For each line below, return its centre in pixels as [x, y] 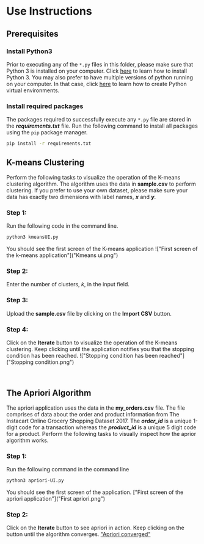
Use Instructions [49, 11]
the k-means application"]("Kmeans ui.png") [62, 255]
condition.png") [54, 362]
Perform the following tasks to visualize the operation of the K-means [93, 177]
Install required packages [45, 106]
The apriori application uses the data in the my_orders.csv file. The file [96, 408]
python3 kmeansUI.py [33, 237]
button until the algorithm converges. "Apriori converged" [78, 534]
